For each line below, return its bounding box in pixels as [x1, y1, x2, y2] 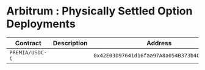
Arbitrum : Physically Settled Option [6, 4, 193, 18]
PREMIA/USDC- [9, 49, 48, 56]
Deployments [6, 17, 76, 31]
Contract [15, 39, 41, 47]
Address [146, 39, 172, 47]
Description [52, 39, 88, 47]
